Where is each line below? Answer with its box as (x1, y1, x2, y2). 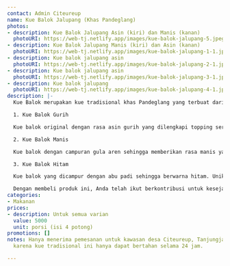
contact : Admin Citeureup (7, 10, 81, 17)
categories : (7, 192, 41, 199)
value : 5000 (13, 217, 48, 224)
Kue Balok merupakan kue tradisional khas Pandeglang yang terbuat (13, 99, 210, 106)
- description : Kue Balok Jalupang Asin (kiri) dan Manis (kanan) (7, 29, 201, 36)
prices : (7, 204, 29, 211)
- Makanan (7, 198, 36, 205)
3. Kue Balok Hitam (13, 161, 69, 168)
